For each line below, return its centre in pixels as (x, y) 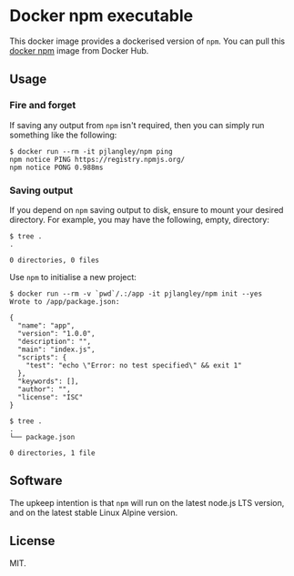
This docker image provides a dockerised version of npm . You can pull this (147, 41)
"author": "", (44, 389)
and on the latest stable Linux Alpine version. (94, 512)
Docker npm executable (101, 16)
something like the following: (63, 135)
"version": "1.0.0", (56, 333)
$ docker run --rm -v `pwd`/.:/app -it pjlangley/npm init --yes (136, 293)
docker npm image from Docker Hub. (79, 50)
